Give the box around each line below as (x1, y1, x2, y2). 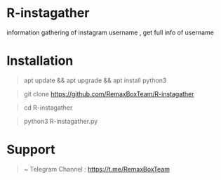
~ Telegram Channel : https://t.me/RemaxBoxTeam (23, 165, 170, 173)
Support (6, 142, 55, 157)
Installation (6, 53, 74, 69)
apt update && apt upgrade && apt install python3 (23, 76, 167, 84)
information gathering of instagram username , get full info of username (6, 28, 215, 37)
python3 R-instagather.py (23, 117, 98, 125)
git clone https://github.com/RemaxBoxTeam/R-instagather (23, 89, 194, 98)
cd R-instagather (23, 103, 73, 112)
